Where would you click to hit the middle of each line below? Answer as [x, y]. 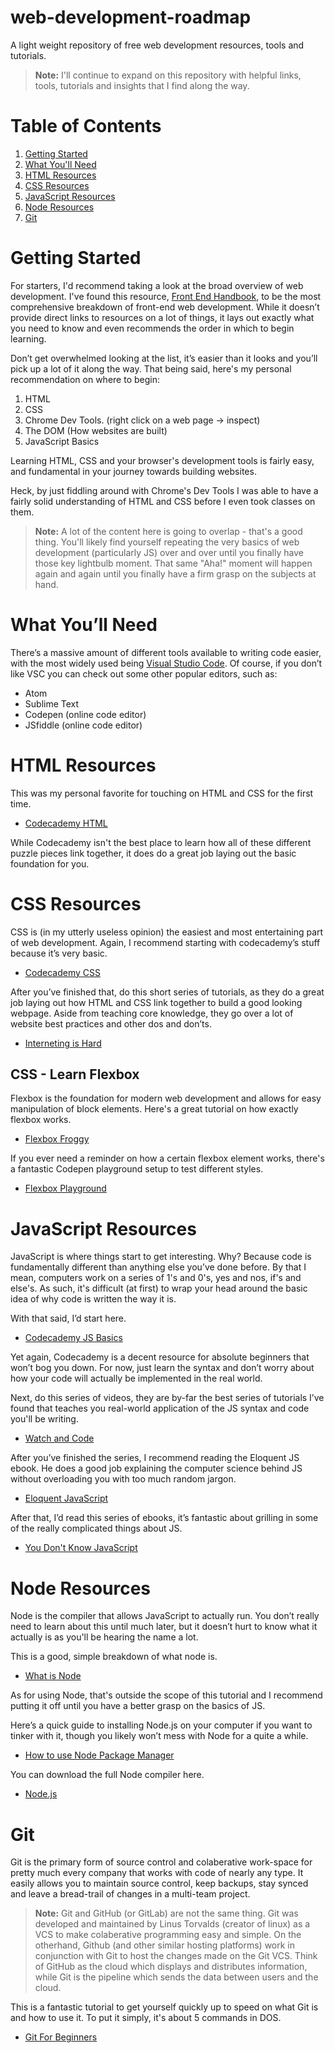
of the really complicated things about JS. [96, 1528]
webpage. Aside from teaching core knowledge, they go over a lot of [152, 1013]
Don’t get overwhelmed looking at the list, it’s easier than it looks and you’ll [164, 358]
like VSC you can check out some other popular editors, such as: [144, 673]
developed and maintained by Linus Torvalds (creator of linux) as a [172, 1924]
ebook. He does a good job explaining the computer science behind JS [156, 1468]
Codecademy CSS [62, 972]
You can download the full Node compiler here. [107, 1775]
